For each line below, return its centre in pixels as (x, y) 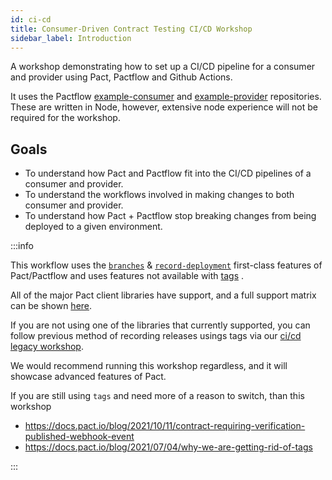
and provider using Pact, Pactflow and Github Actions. (121, 77)
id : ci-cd (31, 19)
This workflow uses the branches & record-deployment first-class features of (166, 265)
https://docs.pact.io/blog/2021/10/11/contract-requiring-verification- (165, 426)
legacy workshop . (47, 347)
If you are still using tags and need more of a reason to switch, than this (157, 396)
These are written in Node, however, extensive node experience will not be (164, 107)
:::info (22, 246)
